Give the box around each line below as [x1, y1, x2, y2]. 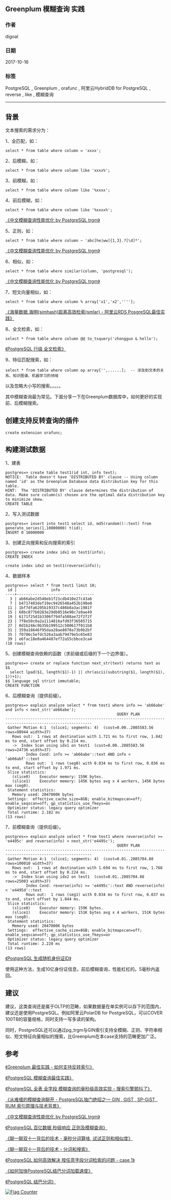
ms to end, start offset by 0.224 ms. [5, 870, 88, 875]
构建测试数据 [5, 445, 46, 454]
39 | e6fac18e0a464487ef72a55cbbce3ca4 [7, 636, 93, 642]
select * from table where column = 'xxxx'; [5, 148, 101, 154]
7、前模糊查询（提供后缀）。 [5, 824, 64, 830]
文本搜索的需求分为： [5, 127, 50, 134]
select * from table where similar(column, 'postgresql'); [5, 269, 133, 274]
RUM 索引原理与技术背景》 [5, 1103, 62, 1109]
